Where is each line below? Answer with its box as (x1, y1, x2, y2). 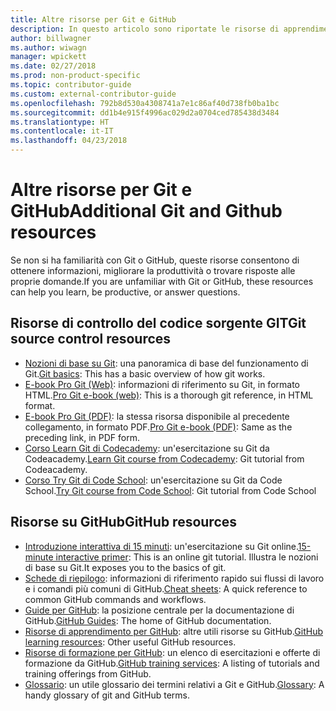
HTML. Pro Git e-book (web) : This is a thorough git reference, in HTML (24, 389, 314, 401)
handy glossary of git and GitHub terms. (24, 689, 191, 701)
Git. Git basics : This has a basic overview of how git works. (24, 367, 266, 380)
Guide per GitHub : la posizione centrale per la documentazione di (24, 604, 295, 616)
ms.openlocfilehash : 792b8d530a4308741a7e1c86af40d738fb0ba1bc (10, 98, 280, 108)
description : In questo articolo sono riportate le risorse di (10, 24, 280, 34)
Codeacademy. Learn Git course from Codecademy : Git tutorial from (24, 452, 305, 465)
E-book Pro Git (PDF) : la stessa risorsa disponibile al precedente (24, 410, 290, 422)
